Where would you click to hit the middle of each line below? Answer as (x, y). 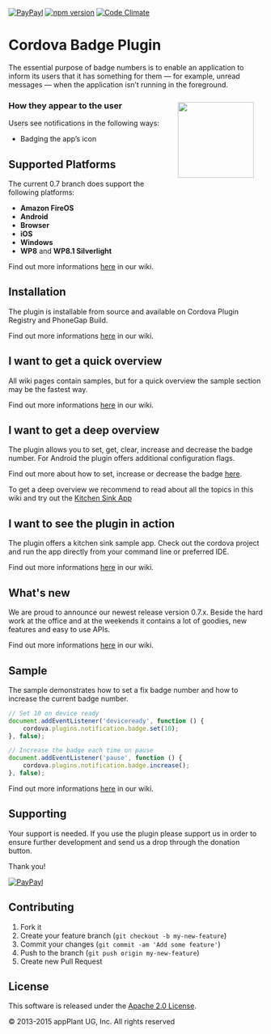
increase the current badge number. (68, 698)
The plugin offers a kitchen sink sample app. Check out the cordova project (134, 543)
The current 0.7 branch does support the (76, 184)
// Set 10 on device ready (54, 713)
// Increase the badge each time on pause (81, 751)
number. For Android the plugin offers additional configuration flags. (122, 458)
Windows (36, 243)
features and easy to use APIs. (59, 630)
